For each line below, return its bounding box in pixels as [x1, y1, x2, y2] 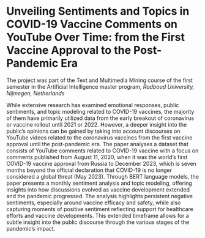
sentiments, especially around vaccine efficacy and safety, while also [6, 199, 181, 206]
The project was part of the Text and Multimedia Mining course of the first [6, 76, 193, 84]
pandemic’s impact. [6, 225, 56, 232]
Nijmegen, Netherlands [6, 89, 65, 97]
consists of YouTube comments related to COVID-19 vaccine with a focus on [6, 147, 199, 154]
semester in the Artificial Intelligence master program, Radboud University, [6, 83, 195, 90]
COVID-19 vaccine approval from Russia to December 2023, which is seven [6, 160, 197, 167]
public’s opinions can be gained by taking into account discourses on [6, 127, 181, 135]
